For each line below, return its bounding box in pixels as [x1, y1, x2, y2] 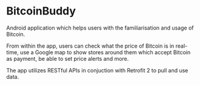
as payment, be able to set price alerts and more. [6, 55, 129, 62]
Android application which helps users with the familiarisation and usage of [6, 24, 194, 31]
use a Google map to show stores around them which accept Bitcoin [20, 48, 191, 55]
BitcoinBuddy [6, 4, 76, 18]
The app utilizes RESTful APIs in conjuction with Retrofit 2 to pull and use [6, 66, 188, 74]
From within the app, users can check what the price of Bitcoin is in [6, 42, 175, 49]
